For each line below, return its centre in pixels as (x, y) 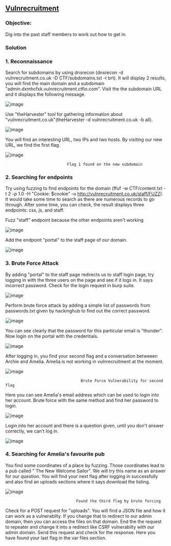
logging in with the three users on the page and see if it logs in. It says (79, 280)
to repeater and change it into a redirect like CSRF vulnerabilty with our (80, 527)
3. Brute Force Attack (32, 263)
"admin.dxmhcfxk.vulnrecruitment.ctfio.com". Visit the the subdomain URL (83, 89)
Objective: (18, 23)
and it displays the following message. (45, 94)
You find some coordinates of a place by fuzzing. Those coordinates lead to (85, 465)
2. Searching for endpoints (39, 177)
